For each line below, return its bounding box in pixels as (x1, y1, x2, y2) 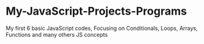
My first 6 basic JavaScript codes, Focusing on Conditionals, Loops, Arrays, (6, 24, 198, 32)
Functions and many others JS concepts (6, 31, 108, 38)
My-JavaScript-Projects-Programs (6, 4, 187, 18)
